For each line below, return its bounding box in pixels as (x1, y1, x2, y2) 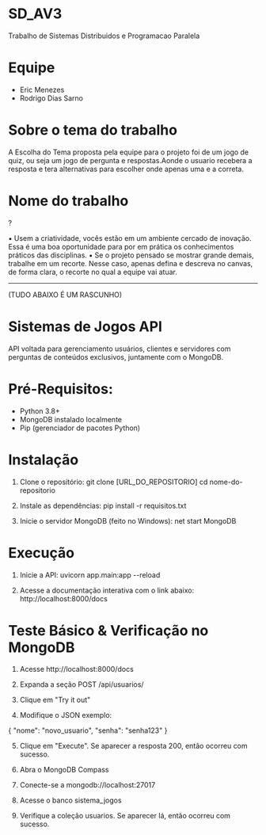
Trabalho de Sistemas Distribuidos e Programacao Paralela (8, 31, 200, 40)
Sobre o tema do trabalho (8, 121, 178, 139)
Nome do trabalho (8, 192, 129, 210)
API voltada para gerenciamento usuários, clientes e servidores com (8, 344, 231, 353)
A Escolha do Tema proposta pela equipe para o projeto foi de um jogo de (8, 147, 249, 157)
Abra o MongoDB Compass (19, 765, 109, 775)
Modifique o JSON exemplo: (19, 711, 112, 720)
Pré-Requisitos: (8, 379, 113, 398)
